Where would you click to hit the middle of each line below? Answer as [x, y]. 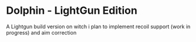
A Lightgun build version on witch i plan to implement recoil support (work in [98, 26]
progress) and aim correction [41, 32]
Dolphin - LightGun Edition [72, 11]
